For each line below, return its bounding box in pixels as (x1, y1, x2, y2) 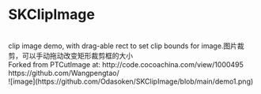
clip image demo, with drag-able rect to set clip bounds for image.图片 (8, 41, 238, 51)
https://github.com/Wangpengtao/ (8, 68, 120, 77)
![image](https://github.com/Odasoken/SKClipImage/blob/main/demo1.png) (8, 77, 254, 86)
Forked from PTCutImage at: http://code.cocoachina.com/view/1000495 (8, 59, 244, 69)
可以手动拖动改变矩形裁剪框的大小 (21, 51, 133, 60)
